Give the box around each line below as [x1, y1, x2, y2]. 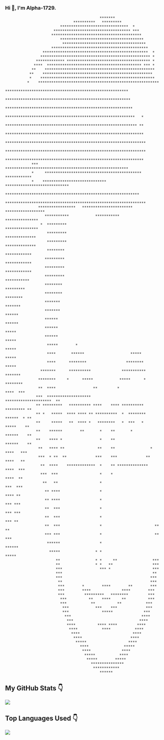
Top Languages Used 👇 [5, 714, 78, 722]
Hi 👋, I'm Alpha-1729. [5, 4, 56, 11]
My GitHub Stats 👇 [5, 684, 63, 692]
